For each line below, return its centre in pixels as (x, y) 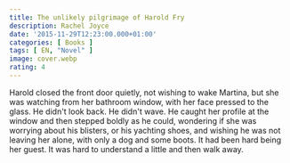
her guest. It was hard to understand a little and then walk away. (127, 149)
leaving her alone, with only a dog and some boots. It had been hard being (145, 140)
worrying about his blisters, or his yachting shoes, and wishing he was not (145, 130)
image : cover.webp (43, 59)
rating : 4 (28, 68)
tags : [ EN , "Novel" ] (51, 51)
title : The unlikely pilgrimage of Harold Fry (97, 17)
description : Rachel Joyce (59, 26)
